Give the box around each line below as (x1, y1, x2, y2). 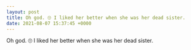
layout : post (6, 9, 40, 15)
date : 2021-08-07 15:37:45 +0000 (6, 20, 92, 26)
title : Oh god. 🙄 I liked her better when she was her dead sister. (6, 15, 185, 21)
